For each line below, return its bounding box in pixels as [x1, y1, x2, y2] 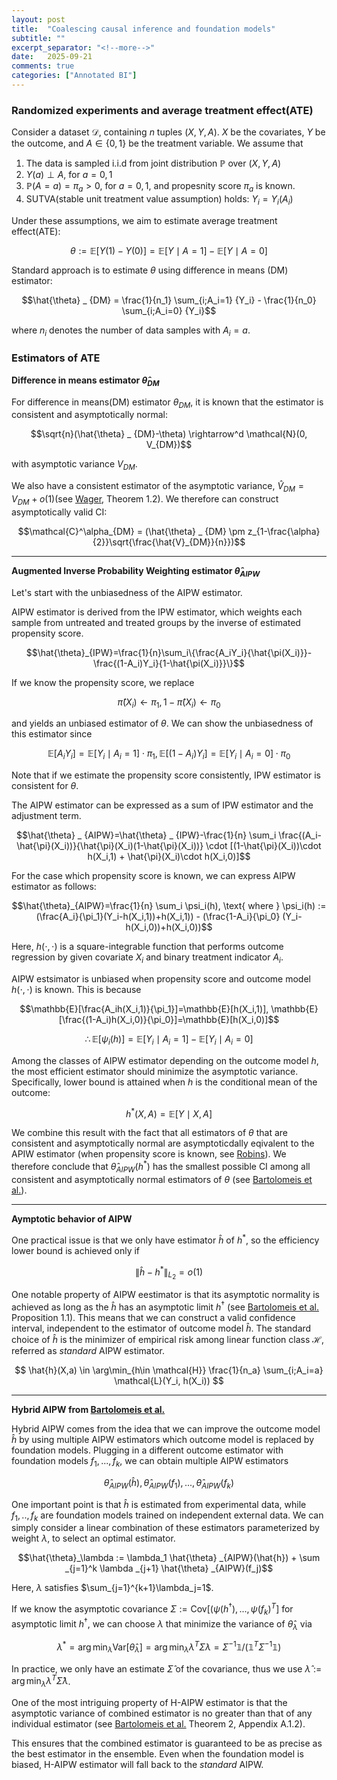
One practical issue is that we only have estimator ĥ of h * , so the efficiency [11, 1232, 320, 1246]
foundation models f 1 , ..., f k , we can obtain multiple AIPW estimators [11, 1455, 289, 1469]
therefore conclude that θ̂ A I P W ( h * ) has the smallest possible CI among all [11, 1159, 311, 1175]
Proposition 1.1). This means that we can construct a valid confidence [11, 1312, 296, 1324]
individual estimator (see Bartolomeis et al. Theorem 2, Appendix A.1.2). [11, 1718, 306, 1730]
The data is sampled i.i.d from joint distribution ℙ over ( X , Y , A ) [25, 157, 282, 170]
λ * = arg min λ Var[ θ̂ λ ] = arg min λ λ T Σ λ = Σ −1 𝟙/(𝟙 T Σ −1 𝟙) [56, 1639, 282, 1655]
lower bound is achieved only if [11, 1244, 141, 1256]
